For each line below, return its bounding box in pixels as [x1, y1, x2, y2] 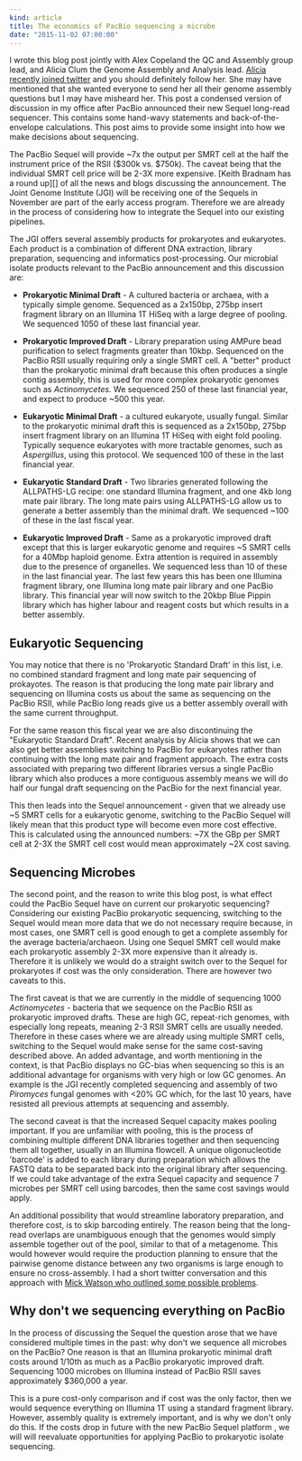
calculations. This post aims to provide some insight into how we [45, 122, 286, 133]
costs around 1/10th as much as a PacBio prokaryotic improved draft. [9, 1356, 265, 1367]
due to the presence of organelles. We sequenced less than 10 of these [22, 561, 288, 572]
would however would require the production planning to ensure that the [9, 1249, 278, 1259]
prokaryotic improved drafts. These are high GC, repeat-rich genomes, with [9, 1012, 290, 1022]
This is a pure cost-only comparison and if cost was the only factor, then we [9, 1392, 292, 1403]
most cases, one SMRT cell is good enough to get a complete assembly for [9, 927, 288, 938]
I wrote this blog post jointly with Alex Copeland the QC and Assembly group [9, 55, 294, 66]
